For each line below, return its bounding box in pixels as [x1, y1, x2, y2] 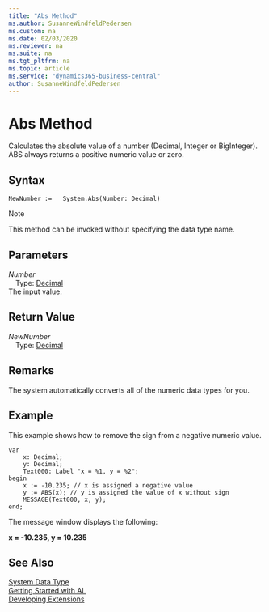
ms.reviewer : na [8, 42, 63, 50]
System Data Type [8, 577, 70, 587]
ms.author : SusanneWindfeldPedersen [8, 19, 132, 28]
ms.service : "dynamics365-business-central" [8, 72, 161, 80]
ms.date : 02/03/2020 [8, 34, 78, 43]
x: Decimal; [23, 453, 63, 461]
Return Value [8, 310, 75, 324]
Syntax [8, 173, 45, 187]
